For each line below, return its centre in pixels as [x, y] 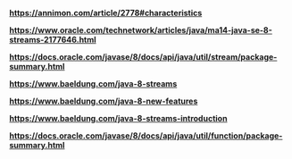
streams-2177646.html [53, 40]
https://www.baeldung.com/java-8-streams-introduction [118, 118]
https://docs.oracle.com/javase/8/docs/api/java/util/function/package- [146, 136]
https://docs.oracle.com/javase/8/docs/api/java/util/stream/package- [143, 57]
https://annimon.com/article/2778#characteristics [106, 13]
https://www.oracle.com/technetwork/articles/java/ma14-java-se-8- [141, 30]
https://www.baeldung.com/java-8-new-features [104, 101]
